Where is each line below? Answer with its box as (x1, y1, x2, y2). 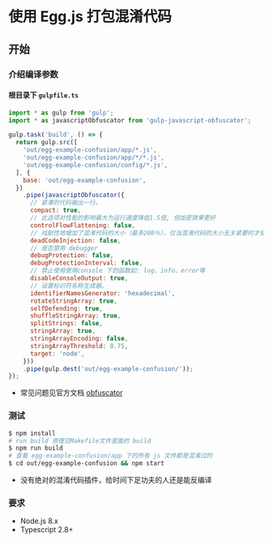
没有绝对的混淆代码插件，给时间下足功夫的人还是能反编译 (19, 475, 212, 484)
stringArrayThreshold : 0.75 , (29, 342, 129, 350)
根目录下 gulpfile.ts (8, 90, 79, 100)
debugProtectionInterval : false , (29, 259, 143, 268)
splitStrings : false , (29, 320, 104, 328)
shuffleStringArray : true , (29, 312, 121, 320)
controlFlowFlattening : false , (29, 221, 136, 230)
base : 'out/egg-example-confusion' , (23, 176, 147, 184)
